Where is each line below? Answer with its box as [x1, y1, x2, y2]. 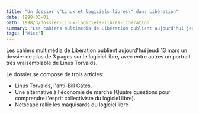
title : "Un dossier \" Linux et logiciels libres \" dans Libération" [6, 8, 179, 15]
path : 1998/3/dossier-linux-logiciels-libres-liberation [6, 19, 150, 25]
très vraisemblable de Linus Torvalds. [6, 60, 98, 67]
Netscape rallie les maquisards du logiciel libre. [14, 101, 130, 108]
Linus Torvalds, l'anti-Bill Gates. [14, 82, 92, 89]
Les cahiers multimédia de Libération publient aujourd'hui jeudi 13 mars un [6, 47, 188, 54]
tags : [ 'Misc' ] [6, 31, 44, 37]
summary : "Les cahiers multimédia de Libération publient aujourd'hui [6, 25, 184, 31]
